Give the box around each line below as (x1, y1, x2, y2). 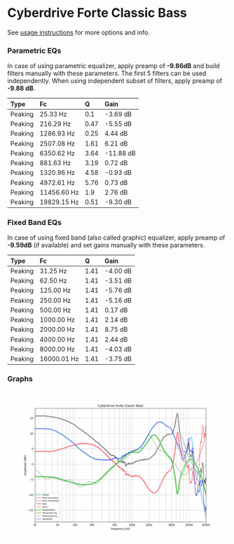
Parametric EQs (7, 46, 62, 56)
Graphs (7, 374, 33, 384)
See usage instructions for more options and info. (7, 28, 151, 37)
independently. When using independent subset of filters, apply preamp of (7, 77, 223, 85)
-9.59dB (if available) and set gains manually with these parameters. (7, 241, 205, 250)
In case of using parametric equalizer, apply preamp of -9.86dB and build (7, 62, 220, 70)
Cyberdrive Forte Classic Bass (7, 5, 188, 21)
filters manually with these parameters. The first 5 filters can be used (7, 69, 207, 78)
